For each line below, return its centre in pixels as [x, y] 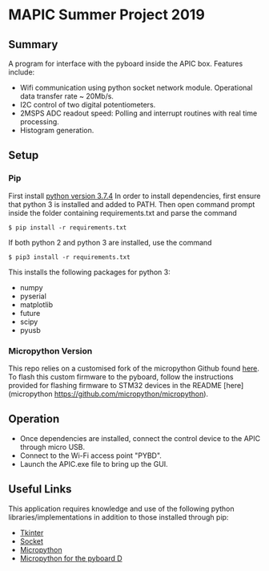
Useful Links [40, 490]
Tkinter [32, 533]
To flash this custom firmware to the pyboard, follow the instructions [121, 377]
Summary [33, 45]
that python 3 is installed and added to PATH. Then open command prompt [132, 204]
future [30, 313]
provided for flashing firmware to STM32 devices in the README [115, 385]
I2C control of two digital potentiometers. [88, 105]
